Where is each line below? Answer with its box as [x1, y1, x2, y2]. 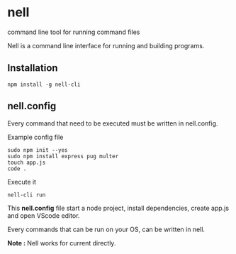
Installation [7, 62, 58, 74]
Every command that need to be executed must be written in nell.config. [7, 118, 218, 128]
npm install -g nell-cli [7, 81, 81, 88]
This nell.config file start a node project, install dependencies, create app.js [7, 204, 229, 212]
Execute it [7, 177, 37, 186]
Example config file [7, 133, 64, 141]
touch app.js [7, 159, 46, 166]
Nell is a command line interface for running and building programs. [7, 41, 205, 50]
